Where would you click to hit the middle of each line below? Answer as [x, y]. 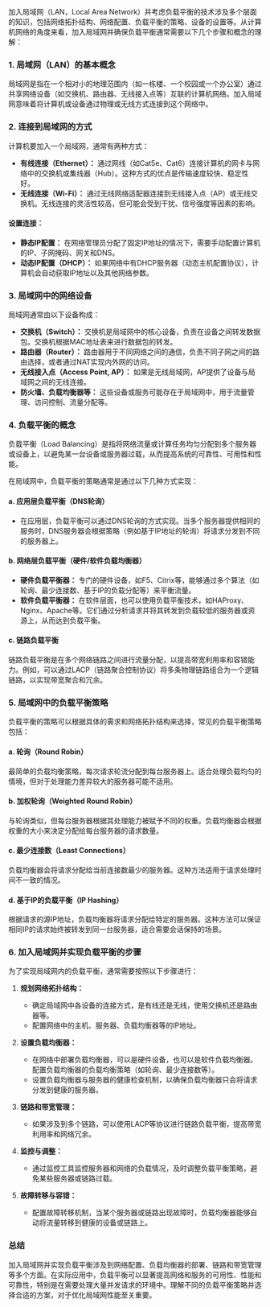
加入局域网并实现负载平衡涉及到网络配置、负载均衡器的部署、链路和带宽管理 [135, 1264]
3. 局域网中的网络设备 [50, 295]
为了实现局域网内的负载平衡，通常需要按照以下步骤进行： [103, 971]
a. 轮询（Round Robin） [48, 752]
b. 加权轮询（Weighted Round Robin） [73, 801]
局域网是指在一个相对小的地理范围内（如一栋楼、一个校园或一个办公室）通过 [135, 84]
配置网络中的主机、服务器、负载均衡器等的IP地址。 [116, 1025]
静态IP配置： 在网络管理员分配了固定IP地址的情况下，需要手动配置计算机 [140, 242]
